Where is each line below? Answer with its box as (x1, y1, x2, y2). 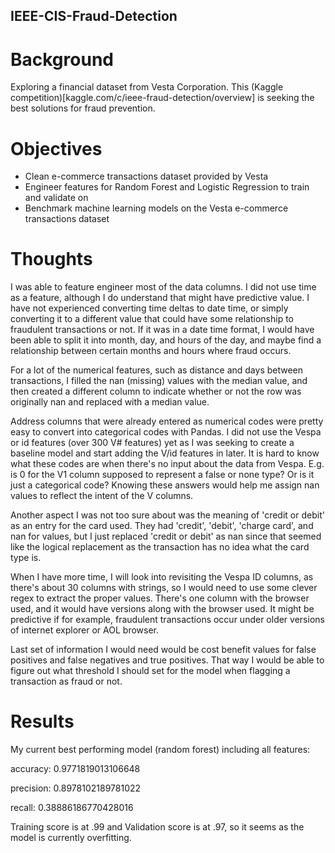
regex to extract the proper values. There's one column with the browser (10, 592, 310, 604)
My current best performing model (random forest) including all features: (10, 744, 311, 756)
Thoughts (10, 248, 93, 271)
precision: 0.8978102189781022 (10, 782, 142, 794)
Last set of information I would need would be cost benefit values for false (10, 644, 317, 656)
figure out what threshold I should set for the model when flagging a (10, 665, 291, 677)
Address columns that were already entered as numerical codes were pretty (10, 415, 324, 428)
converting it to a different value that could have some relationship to (10, 313, 294, 325)
